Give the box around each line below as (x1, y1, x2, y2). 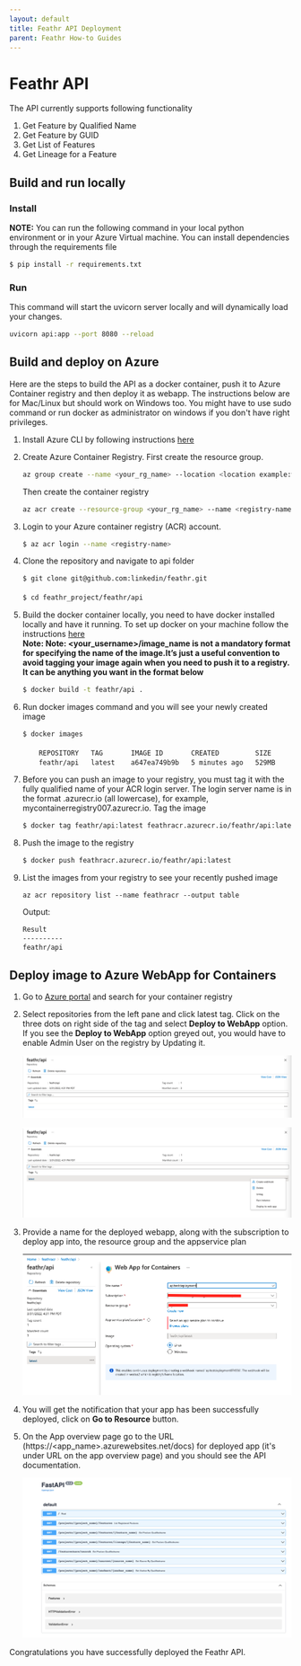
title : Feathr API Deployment (9, 23, 123, 33)
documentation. (21, 1460, 81, 1471)
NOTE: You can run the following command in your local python (9, 223, 245, 233)
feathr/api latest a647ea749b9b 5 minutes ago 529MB (39, 758, 276, 767)
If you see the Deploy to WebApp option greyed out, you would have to (21, 1028, 287, 1039)
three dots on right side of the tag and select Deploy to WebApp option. (21, 1018, 288, 1029)
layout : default (9, 14, 70, 23)
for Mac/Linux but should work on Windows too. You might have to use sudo (9, 397, 292, 408)
